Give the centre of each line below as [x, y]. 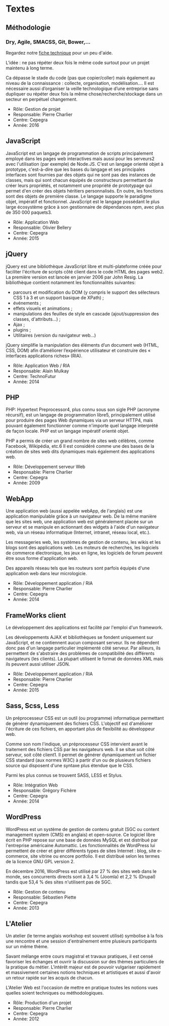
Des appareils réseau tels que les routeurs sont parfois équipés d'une [78, 568]
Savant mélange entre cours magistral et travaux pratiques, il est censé [79, 956]
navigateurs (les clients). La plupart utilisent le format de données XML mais [84, 659]
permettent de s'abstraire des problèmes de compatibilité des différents [80, 653]
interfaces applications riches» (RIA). [44, 356]
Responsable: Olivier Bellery [42, 227]
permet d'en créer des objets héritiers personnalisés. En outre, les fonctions [84, 191]
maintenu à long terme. [30, 68]
